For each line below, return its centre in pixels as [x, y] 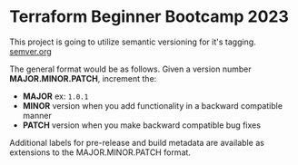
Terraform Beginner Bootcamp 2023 [149, 17]
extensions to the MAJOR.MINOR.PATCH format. [100, 152]
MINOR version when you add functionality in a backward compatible [153, 105]
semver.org [30, 51]
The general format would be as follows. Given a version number [130, 69]
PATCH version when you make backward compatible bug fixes [142, 125]
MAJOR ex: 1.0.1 [55, 96]
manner [37, 115]
